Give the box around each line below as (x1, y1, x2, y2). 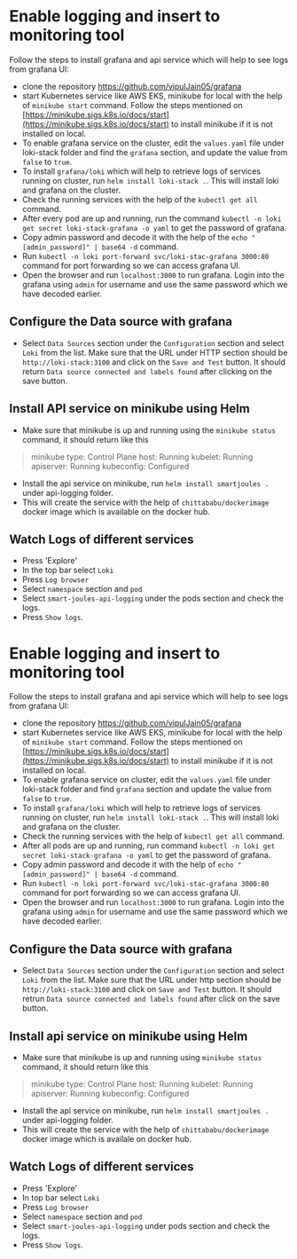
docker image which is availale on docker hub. (21, 1133, 192, 1144)
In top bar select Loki (21, 1192, 100, 1203)
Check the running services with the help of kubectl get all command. (21, 831, 285, 842)
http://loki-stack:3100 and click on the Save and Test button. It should (21, 357, 286, 367)
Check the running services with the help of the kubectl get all (21, 193, 258, 205)
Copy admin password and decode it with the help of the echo (21, 232, 248, 242)
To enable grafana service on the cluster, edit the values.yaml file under (21, 138, 285, 148)
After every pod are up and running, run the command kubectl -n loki (21, 213, 282, 224)
